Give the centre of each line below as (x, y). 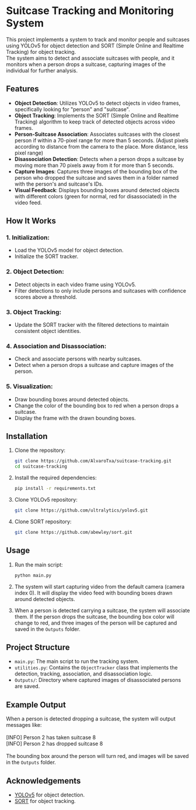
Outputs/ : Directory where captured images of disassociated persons (98, 680)
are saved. (27, 687)
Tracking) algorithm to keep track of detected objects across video (95, 122)
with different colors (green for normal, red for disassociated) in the (95, 196)
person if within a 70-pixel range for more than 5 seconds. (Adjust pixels (101, 140)
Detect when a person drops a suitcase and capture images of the (94, 365)
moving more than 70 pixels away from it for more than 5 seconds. (94, 165)
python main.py (33, 575)
